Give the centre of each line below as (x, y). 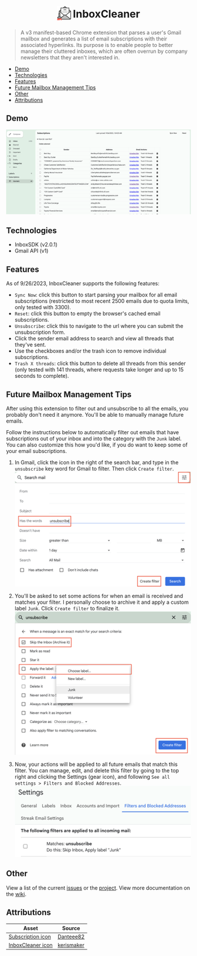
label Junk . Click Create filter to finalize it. (67, 609)
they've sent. (30, 345)
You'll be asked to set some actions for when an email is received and (99, 596)
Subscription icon (30, 937)
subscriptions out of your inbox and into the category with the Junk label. (94, 439)
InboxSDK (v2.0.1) (36, 245)
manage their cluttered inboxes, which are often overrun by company (104, 51)
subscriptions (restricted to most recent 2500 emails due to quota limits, (102, 301)
